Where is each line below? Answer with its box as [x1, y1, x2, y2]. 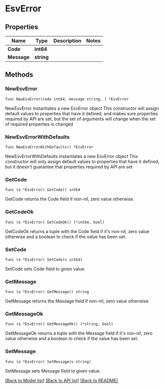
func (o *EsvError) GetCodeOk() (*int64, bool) [5, 220, 105, 225]
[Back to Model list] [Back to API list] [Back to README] [5, 377, 118, 384]
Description [53, 38, 82, 44]
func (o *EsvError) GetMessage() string [5, 290, 90, 294]
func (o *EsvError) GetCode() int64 [5, 188, 80, 193]
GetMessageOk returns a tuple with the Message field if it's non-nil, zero [5, 330, 153, 337]
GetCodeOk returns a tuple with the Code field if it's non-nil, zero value [5, 228, 150, 234]
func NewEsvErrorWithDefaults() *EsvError [5, 145, 94, 149]
